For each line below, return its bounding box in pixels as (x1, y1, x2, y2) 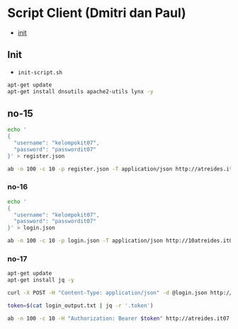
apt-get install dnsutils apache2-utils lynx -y (7, 88, 154, 95)
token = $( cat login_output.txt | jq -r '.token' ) (7, 302, 154, 309)
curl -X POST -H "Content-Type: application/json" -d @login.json (7, 289, 208, 296)
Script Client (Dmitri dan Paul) (7, 5, 186, 21)
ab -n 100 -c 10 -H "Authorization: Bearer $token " (7, 315, 163, 322)
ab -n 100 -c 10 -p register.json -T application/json (7, 165, 173, 173)
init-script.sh (17, 69, 63, 76)
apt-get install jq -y (7, 277, 74, 284)
